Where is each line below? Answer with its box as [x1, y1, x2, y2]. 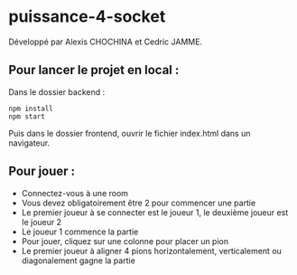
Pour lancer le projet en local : [8, 62, 180, 78]
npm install [8, 104, 53, 113]
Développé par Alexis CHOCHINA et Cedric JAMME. [8, 36, 203, 47]
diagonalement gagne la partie [21, 255, 136, 266]
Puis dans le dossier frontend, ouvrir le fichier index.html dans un [8, 128, 251, 138]
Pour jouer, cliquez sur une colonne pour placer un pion [21, 235, 229, 246]
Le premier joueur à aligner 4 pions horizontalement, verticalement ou [21, 245, 282, 256]
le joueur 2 [21, 216, 62, 227]
